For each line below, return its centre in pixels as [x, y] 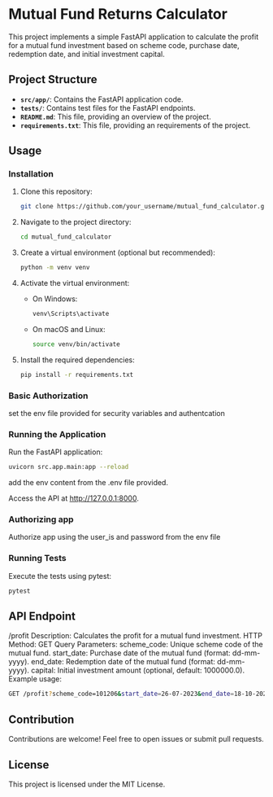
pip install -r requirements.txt [77, 374]
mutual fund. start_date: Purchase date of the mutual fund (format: [119, 653]
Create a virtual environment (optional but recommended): [117, 252]
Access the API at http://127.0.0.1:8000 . [74, 498]
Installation [31, 174]
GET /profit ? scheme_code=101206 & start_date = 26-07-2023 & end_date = [121, 694]
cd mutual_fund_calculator [66, 237]
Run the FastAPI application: [56, 452]
